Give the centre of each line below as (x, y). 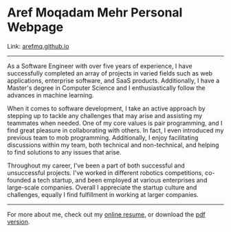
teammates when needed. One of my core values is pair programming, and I (115, 123)
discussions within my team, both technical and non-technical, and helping (113, 145)
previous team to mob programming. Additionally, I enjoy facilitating (103, 137)
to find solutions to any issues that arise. (64, 152)
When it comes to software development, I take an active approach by (106, 108)
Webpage (35, 27)
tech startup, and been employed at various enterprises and (122, 180)
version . (19, 222)
